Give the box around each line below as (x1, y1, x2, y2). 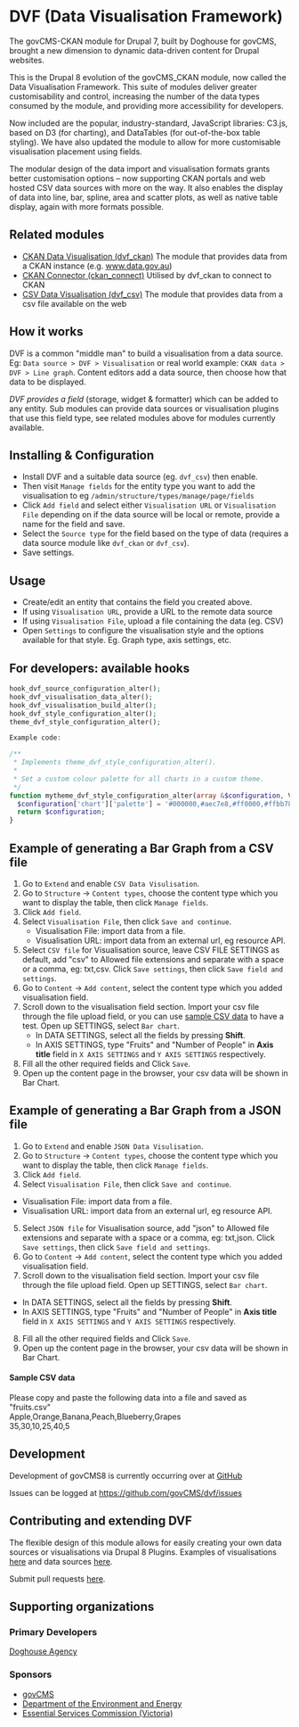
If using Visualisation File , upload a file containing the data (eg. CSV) (21, 616, 284, 626)
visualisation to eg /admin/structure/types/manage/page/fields (21, 491, 255, 501)
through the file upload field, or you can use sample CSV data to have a (21, 1011, 285, 1021)
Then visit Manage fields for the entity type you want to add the (21, 481, 255, 492)
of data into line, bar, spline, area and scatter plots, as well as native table (9, 192, 279, 202)
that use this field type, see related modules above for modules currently (9, 412, 276, 423)
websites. (9, 54, 44, 65)
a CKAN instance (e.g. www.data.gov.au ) (21, 260, 173, 271)
